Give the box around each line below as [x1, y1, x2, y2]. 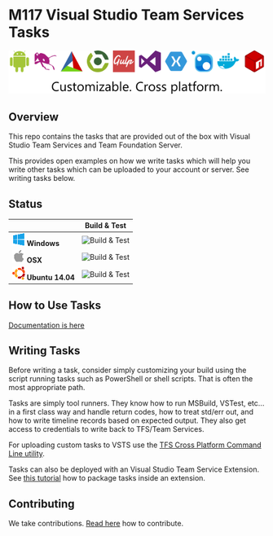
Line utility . [8, 449, 45, 459]
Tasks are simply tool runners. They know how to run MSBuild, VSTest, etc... [8, 398, 265, 408]
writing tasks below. [8, 174, 76, 183]
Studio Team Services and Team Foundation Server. [8, 140, 183, 150]
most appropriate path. [8, 383, 86, 393]
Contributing [8, 497, 75, 511]
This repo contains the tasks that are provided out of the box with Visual [8, 132, 251, 142]
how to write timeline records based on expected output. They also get [8, 415, 247, 425]
